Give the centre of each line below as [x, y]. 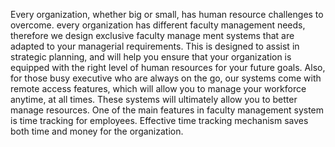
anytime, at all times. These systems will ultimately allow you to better [154, 99]
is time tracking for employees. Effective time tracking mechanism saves [159, 120]
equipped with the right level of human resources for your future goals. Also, [168, 67]
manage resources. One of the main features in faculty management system [167, 110]
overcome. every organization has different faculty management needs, [158, 25]
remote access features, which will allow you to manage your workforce [158, 88]
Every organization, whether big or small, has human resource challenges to [167, 14]
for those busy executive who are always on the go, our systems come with [166, 78]
